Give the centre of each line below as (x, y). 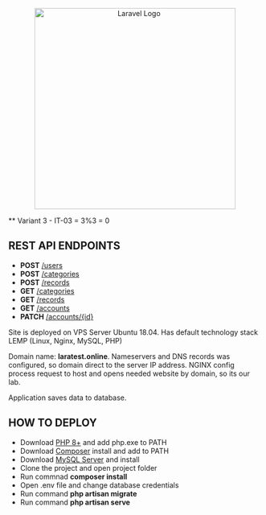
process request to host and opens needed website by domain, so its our (129, 373)
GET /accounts (45, 308)
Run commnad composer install (74, 476)
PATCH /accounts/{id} (57, 316)
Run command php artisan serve (75, 502)
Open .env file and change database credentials (99, 485)
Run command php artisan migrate (78, 493)
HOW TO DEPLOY (53, 423)
